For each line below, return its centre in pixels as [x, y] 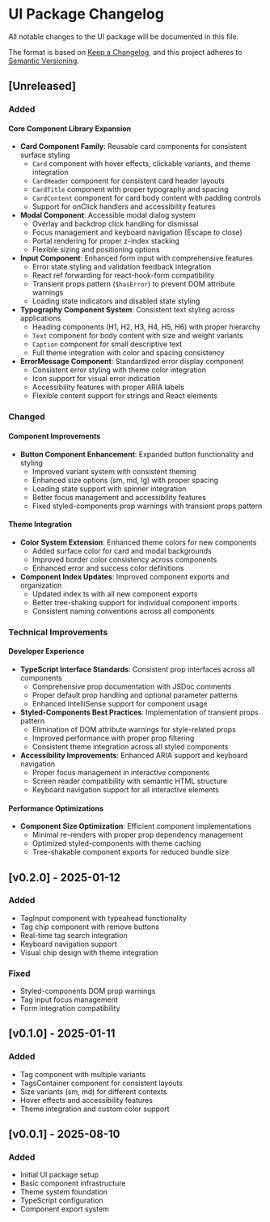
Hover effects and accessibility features [86, 1100]
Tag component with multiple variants [83, 1074]
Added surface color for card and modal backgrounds [122, 550]
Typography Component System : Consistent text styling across [127, 310]
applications [40, 318]
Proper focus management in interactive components [121, 772]
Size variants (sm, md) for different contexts [93, 1091]
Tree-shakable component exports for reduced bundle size [131, 852]
